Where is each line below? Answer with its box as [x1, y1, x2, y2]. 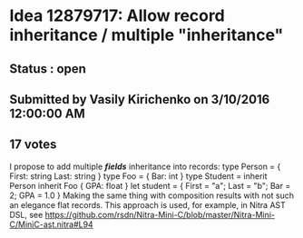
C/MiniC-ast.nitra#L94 [9, 219, 93, 230]
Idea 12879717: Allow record [9, 5, 225, 26]
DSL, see [9, 209, 44, 220]
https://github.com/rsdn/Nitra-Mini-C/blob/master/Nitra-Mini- [44, 209, 275, 220]
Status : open [9, 61, 86, 76]
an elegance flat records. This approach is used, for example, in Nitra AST [9, 199, 286, 210]
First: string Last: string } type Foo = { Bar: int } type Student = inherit [9, 170, 268, 182]
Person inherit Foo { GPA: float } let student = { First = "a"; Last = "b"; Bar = [9, 180, 291, 191]
